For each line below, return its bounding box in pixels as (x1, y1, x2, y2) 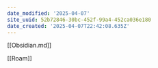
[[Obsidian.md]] (7, 41, 52, 50)
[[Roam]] (7, 54, 32, 63)
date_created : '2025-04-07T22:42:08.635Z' (7, 22, 130, 29)
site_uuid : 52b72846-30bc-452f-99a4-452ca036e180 (7, 16, 152, 23)
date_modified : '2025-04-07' (7, 10, 90, 17)
